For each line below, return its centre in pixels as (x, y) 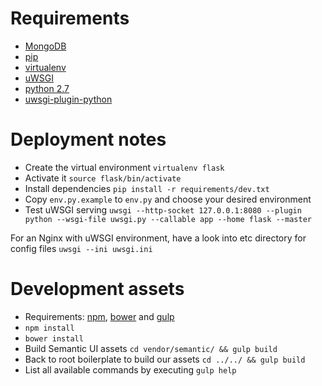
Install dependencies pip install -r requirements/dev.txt (147, 188)
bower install (54, 338)
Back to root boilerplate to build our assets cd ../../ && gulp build (165, 359)
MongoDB (45, 46)
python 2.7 (47, 88)
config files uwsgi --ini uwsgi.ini (81, 248)
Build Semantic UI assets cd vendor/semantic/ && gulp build (151, 348)
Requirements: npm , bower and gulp (99, 316)
